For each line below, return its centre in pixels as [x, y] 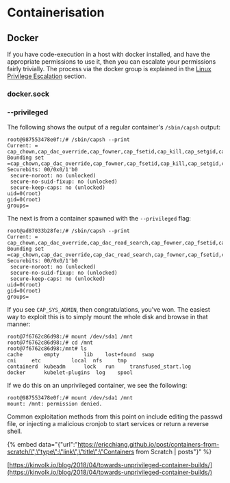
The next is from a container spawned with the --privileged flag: [99, 219]
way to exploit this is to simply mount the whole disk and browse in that [107, 317]
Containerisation [56, 13]
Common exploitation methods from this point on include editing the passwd [115, 417]
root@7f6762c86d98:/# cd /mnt [50, 343]
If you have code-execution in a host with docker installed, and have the [109, 54]
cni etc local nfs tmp [67, 361]
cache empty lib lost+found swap [81, 355]
